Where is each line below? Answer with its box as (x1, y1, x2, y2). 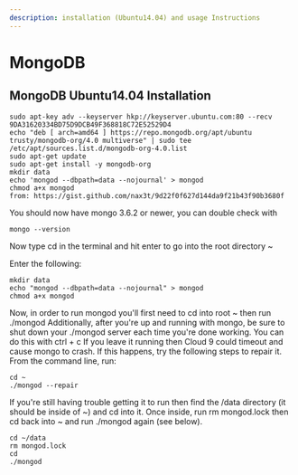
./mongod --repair (9, 381, 79, 390)
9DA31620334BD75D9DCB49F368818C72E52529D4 (9, 119, 172, 129)
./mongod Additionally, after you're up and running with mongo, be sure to (9, 317, 285, 328)
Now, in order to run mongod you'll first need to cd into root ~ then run (9, 307, 272, 318)
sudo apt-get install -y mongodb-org (9, 159, 152, 168)
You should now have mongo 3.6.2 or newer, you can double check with (9, 207, 278, 218)
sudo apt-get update (9, 151, 88, 161)
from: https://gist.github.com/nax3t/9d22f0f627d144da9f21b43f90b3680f (9, 191, 284, 200)
